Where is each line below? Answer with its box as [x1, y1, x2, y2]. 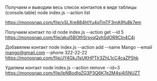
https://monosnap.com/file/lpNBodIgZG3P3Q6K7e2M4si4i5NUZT [5, 70, 140, 76]
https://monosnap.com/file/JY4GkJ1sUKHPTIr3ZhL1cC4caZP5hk [5, 55, 139, 61]
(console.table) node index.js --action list [5, 10, 90, 16]
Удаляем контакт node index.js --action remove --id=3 [5, 65, 120, 70]
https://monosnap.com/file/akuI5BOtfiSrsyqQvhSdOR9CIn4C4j [5, 35, 135, 40]
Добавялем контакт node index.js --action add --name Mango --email [5, 44, 152, 50]
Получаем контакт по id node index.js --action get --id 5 [5, 29, 124, 35]
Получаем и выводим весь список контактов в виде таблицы [5, 5, 137, 10]
